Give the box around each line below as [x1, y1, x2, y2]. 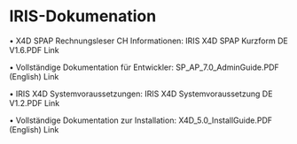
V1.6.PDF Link [9, 44, 59, 55]
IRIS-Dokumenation [9, 6, 157, 27]
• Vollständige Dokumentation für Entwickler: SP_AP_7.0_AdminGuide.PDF [9, 62, 279, 72]
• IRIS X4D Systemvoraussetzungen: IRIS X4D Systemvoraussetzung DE [9, 88, 273, 99]
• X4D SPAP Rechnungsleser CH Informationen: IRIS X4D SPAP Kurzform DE [9, 35, 288, 46]
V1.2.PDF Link [9, 97, 60, 108]
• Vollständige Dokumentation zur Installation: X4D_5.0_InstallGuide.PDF [9, 115, 273, 125]
